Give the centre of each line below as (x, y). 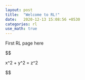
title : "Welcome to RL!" (32, 15)
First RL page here (25, 43)
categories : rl (21, 24)
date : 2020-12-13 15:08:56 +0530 (43, 19)
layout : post (19, 10)
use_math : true (21, 29)
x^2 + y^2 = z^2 (22, 63)
